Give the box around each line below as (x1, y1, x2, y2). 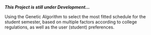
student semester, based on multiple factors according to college (4, 19, 137, 25)
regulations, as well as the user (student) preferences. (4, 24, 114, 30)
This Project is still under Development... (4, 4, 90, 10)
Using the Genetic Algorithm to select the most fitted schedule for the (4, 14, 146, 19)
